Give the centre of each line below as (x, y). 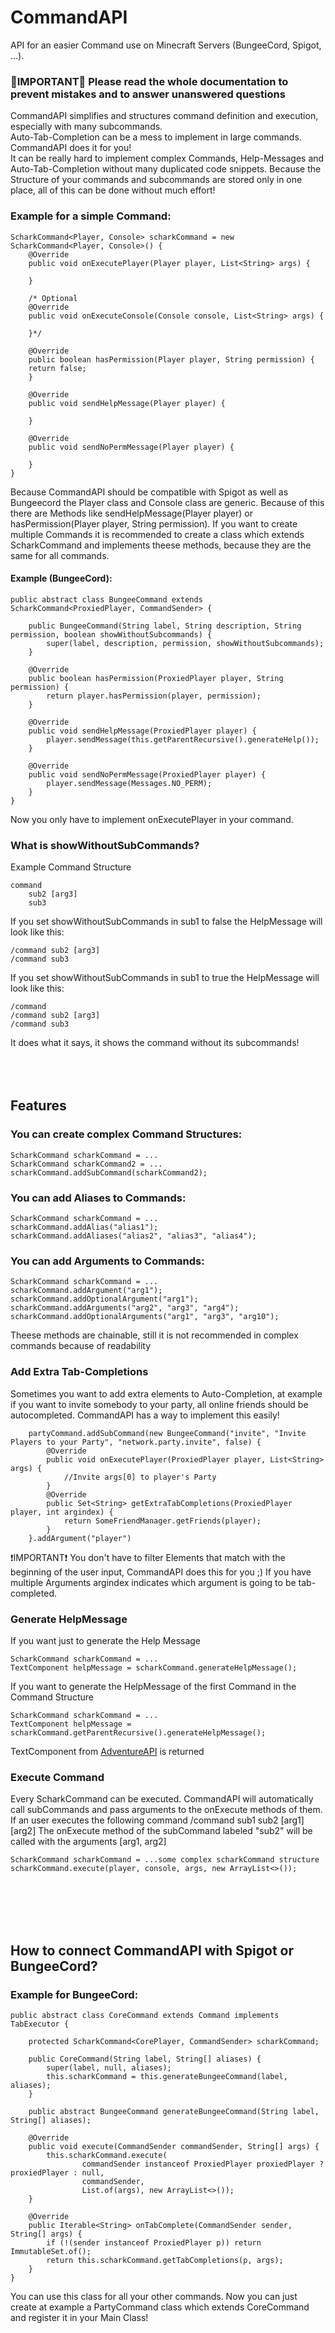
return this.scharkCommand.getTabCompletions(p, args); (165, 2260)
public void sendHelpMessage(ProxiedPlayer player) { (142, 731)
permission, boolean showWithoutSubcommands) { (111, 634)
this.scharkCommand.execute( (107, 2155)
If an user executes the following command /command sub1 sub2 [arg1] (157, 1820)
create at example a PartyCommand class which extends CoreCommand (160, 2307)
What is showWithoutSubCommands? (105, 845)
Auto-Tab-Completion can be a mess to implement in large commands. (156, 137)
